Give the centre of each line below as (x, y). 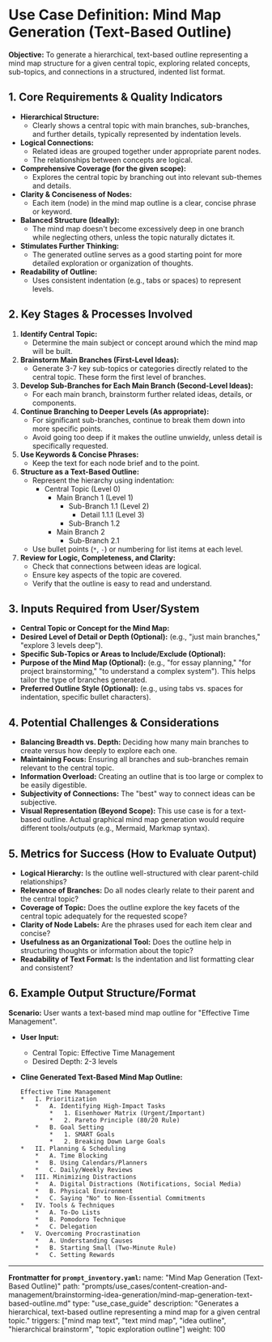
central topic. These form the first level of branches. (119, 377)
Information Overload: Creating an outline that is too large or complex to (142, 777)
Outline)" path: (55, 1286)
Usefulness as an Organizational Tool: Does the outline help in (126, 942)
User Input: (39, 1037)
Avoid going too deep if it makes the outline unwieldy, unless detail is (147, 437)
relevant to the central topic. (67, 768)
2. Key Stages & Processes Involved (100, 315)
